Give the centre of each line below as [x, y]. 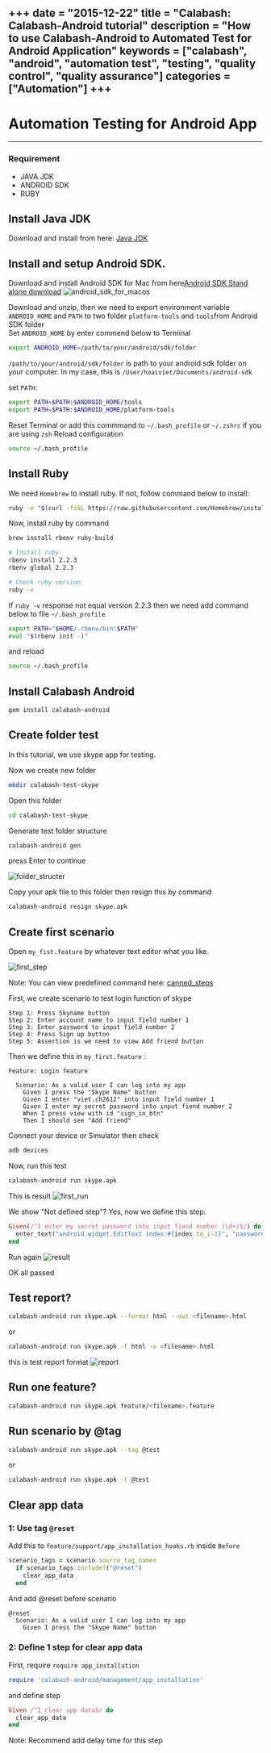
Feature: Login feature [48, 1071]
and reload [26, 651]
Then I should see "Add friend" [77, 1121]
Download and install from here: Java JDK [78, 238]
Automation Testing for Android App [133, 123]
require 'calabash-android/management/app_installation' [106, 1680]
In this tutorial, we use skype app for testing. [82, 755]
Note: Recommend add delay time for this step [85, 1740]
